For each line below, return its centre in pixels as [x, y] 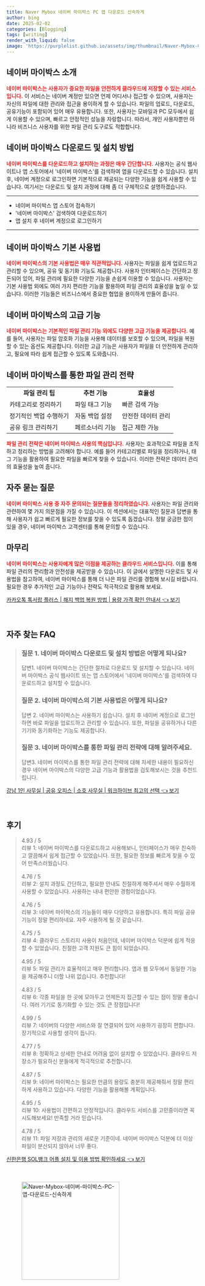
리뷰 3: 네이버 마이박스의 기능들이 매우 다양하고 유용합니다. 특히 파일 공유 [108, 912]
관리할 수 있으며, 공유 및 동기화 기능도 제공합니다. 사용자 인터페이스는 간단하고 [99, 271]
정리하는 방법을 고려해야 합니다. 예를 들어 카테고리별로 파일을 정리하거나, [104, 451]
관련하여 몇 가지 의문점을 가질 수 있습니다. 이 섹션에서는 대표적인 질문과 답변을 [99, 511]
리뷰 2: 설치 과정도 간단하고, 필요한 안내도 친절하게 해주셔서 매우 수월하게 [108, 883]
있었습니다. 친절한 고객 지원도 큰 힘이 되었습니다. [92, 948]
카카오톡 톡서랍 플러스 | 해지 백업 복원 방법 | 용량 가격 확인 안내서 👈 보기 [93, 600]
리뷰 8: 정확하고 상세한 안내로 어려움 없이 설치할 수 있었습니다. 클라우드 [106, 1054]
